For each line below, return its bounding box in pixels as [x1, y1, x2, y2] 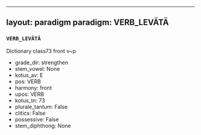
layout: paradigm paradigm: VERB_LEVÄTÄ [6, 17, 169, 27]
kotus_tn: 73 [14, 96, 45, 104]
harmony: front [14, 84, 52, 91]
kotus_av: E [14, 71, 44, 79]
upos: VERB [14, 90, 44, 98]
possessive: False [14, 115, 59, 123]
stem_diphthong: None [14, 122, 71, 129]
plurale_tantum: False [14, 103, 68, 110]
